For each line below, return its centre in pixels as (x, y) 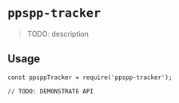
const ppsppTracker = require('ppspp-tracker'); (90, 77)
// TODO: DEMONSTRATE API (50, 91)
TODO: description (58, 34)
